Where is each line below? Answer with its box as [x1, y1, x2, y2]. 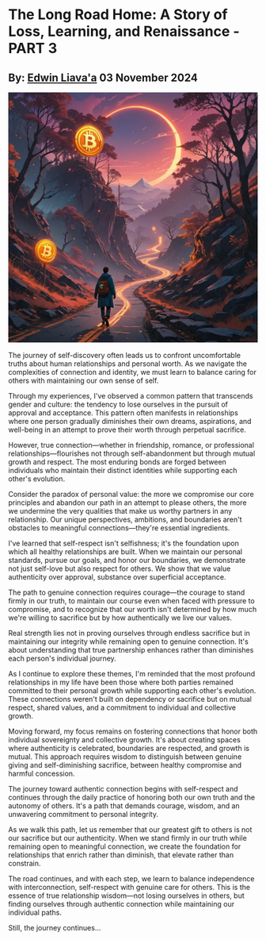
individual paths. [8, 907, 62, 917]
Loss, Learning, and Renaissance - [8, 22, 240, 40]
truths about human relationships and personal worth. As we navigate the [8, 359, 248, 368]
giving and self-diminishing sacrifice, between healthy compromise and [8, 761, 241, 769]
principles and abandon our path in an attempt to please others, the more [8, 498, 247, 507]
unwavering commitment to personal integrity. [8, 810, 158, 819]
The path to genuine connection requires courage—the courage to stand [8, 587, 245, 597]
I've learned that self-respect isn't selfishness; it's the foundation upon [8, 538, 239, 548]
